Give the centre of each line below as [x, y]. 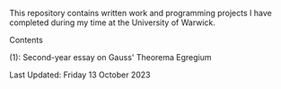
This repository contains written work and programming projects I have [140, 13]
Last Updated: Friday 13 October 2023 [80, 75]
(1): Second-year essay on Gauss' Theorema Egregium [111, 57]
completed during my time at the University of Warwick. [112, 22]
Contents [26, 40]
